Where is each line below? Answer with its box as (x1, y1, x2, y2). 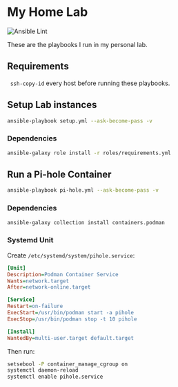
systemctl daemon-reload (7, 367, 79, 374)
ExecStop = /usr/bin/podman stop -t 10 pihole (7, 316, 137, 323)
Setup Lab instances (7, 99, 97, 111)
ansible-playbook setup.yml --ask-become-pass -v (7, 117, 153, 125)
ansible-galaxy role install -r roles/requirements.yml (7, 150, 171, 156)
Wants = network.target (7, 278, 70, 285)
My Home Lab (7, 4, 88, 20)
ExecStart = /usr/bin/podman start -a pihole (7, 309, 135, 316)
